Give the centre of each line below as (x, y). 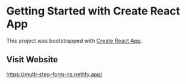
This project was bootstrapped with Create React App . (74, 40)
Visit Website (32, 60)
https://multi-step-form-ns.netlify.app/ (54, 74)
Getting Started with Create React (93, 11)
